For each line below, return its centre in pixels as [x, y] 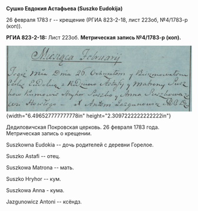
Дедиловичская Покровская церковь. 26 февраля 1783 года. [83, 127]
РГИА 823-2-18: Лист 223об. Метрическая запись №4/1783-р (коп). [94, 37]
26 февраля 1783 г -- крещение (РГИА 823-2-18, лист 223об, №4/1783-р [97, 20]
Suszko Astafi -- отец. [33, 156]
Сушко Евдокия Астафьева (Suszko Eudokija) [64, 9]
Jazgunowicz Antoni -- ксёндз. [44, 202]
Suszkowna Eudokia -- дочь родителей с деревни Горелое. [80, 145]
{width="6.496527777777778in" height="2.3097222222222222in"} [89, 116]
